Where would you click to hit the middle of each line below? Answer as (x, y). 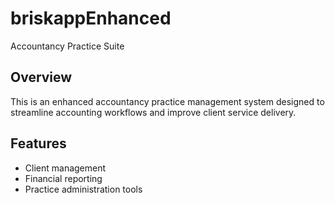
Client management (65, 168)
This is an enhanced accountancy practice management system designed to (167, 101)
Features (38, 143)
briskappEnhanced (91, 18)
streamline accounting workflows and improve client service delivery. (153, 112)
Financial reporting (63, 178)
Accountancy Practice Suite (67, 46)
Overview (41, 77)
